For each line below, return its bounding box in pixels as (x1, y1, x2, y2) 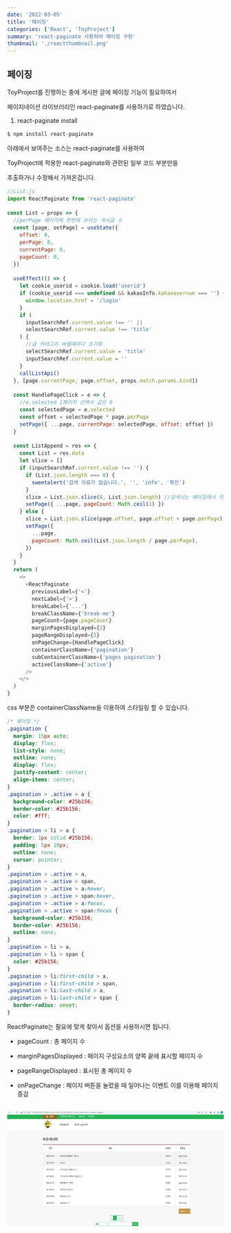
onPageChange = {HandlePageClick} (32, 639, 125, 647)
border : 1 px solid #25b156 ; (13, 835, 94, 842)
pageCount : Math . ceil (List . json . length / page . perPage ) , (32, 537, 199, 544)
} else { (19, 508, 45, 515)
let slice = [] (19, 457, 63, 464)
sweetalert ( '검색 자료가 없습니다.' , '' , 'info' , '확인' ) (32, 479, 186, 486)
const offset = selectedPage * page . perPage (19, 413, 149, 420)
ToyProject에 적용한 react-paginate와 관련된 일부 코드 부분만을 (7, 159, 179, 167)
